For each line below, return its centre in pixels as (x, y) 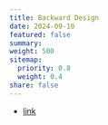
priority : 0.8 (44, 69)
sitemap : (26, 60)
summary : (26, 43)
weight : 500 (32, 52)
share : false (34, 85)
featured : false (40, 34)
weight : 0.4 (40, 77)
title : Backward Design (54, 18)
